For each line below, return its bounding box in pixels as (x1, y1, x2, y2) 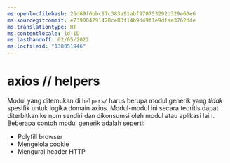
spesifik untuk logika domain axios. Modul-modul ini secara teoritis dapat (7, 103, 219, 112)
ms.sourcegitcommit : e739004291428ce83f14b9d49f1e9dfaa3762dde (7, 17, 196, 24)
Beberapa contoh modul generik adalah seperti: (7, 119, 145, 127)
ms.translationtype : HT (7, 23, 77, 30)
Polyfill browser (17, 132, 63, 141)
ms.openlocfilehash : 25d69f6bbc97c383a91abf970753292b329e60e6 (7, 10, 196, 18)
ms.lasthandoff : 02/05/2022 (7, 37, 90, 44)
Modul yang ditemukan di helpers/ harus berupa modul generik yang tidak (7, 96, 223, 105)
